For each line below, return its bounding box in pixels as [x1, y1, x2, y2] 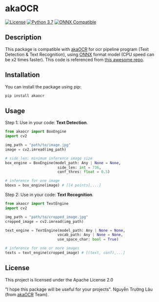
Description [5, 33, 41, 42]
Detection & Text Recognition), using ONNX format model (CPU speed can [5, 51, 155, 57]
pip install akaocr [5, 93, 45, 98]
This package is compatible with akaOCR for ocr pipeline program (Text [5, 46, 149, 52]
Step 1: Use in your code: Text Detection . [5, 120, 88, 126]
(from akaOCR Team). [5, 291, 49, 297]
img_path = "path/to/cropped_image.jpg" [5, 215, 89, 219]
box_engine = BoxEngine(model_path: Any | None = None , [5, 160, 121, 165]
